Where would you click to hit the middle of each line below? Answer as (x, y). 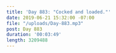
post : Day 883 (25, 29)
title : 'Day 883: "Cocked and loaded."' (59, 12)
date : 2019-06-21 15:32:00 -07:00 (51, 18)
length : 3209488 (27, 40)
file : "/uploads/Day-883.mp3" (45, 23)
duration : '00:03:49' (34, 35)
